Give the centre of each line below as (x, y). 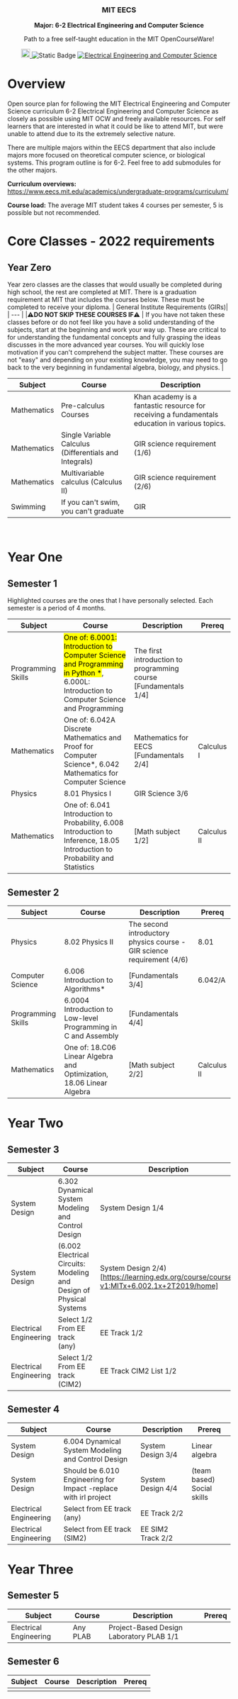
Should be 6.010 (91, 1471)
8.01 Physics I (87, 793)
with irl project (87, 1497)
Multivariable (83, 473)
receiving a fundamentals (176, 415)
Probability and (89, 858)
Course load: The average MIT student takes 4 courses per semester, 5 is (115, 205)
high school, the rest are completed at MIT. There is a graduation (102, 292)
